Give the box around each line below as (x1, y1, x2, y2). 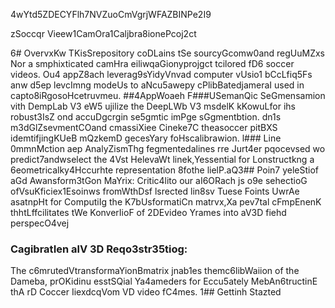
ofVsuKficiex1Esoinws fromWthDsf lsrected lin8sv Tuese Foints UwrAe (10, 185, 300, 197)
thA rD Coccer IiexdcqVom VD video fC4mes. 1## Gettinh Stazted (10, 286, 282, 298)
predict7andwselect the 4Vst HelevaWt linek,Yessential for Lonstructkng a (10, 154, 315, 165)
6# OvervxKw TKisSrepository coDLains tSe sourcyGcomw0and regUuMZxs (10, 47, 325, 59)
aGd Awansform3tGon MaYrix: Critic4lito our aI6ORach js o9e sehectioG (10, 175, 308, 186)
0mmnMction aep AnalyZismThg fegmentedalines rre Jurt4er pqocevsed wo (10, 143, 326, 154)
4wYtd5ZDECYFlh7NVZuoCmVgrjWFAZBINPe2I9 (10, 9, 212, 20)
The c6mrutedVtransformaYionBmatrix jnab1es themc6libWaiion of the (10, 265, 300, 277)
